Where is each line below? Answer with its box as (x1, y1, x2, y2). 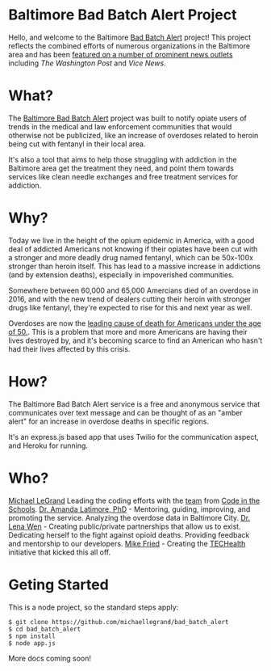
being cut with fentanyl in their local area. (8, 139, 146, 149)
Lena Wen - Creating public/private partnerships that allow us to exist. (8, 521, 241, 531)
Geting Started (8, 576, 109, 593)
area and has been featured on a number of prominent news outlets (8, 49, 233, 59)
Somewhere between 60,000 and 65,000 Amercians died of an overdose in (8, 285, 259, 295)
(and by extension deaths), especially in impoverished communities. (8, 269, 235, 280)
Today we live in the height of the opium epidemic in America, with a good (8, 235, 255, 245)
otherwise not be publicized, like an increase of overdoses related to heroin (8, 130, 259, 140)
